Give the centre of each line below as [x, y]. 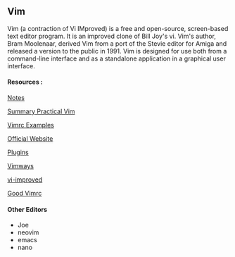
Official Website [30, 139]
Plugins [18, 152]
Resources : [25, 82]
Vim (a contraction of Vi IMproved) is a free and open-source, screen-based [118, 28]
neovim [28, 232]
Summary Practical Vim [41, 111]
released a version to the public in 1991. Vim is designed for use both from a [117, 51]
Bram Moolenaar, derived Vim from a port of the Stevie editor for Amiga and [117, 43]
